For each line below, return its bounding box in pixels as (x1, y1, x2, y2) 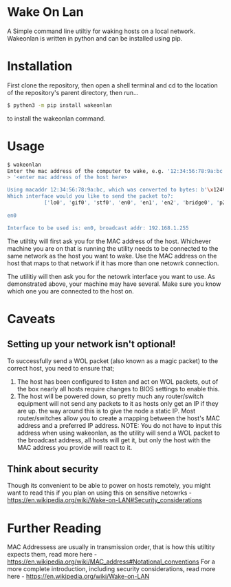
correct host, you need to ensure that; (7, 364, 115, 372)
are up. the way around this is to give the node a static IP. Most (16, 406, 196, 415)
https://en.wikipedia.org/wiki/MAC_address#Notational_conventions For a (7, 557, 215, 566)
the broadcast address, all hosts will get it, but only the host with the (16, 435, 211, 444)
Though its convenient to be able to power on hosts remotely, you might (7, 482, 211, 490)
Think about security (7, 463, 98, 475)
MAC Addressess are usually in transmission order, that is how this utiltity (7, 543, 215, 551)
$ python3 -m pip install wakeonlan (7, 101, 112, 109)
